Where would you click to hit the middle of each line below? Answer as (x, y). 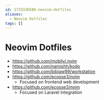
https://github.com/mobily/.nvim (45, 61)
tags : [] (14, 23)
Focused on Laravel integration (51, 92)
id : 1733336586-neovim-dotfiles (38, 10)
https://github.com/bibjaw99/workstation (54, 72)
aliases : (14, 14)
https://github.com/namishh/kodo (46, 66)
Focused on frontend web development (59, 82)
